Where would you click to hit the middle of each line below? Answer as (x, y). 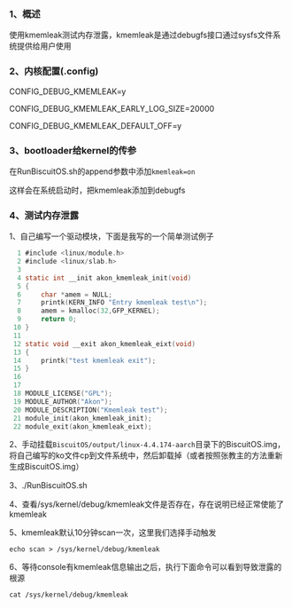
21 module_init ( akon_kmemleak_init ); (82, 418)
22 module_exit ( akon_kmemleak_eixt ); (82, 426)
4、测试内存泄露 (44, 215)
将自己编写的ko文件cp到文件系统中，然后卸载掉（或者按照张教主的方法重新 (146, 455)
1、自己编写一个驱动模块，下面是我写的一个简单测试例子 (111, 236)
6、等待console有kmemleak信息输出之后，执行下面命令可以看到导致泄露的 (146, 567)
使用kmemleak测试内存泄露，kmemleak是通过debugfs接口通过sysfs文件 (141, 35)
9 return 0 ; (47, 320)
